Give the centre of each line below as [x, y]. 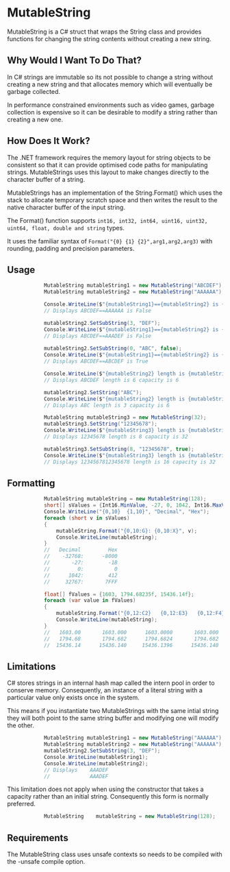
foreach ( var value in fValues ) [90, 601]
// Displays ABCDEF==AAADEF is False [98, 336]
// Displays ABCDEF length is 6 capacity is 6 [111, 380]
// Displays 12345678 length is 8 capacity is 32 [116, 437]
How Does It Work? [49, 141]
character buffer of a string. [46, 179]
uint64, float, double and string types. [66, 228]
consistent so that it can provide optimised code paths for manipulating [107, 165]
